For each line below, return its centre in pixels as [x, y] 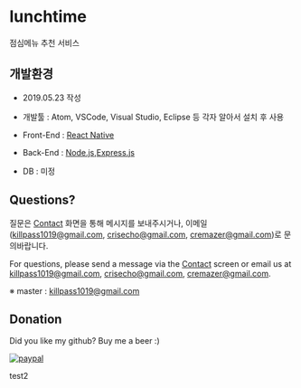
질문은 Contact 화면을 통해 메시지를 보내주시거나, [96, 222]
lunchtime [48, 17]
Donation [36, 319]
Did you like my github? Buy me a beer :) [85, 341]
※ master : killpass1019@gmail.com [75, 290]
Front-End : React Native [68, 135]
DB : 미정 [39, 171]
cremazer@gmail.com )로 [235, 234]
